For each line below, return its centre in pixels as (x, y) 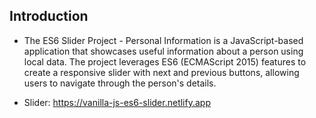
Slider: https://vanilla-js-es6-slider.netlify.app (117, 102)
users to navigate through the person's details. (120, 83)
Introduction (49, 16)
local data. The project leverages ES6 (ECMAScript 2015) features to (165, 61)
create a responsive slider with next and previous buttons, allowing (161, 72)
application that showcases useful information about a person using (163, 51)
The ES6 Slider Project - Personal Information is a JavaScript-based (163, 40)
